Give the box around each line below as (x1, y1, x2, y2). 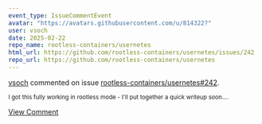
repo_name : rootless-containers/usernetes (8, 41, 151, 49)
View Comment (8, 107, 59, 116)
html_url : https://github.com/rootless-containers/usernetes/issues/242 (8, 48, 255, 56)
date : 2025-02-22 (8, 33, 66, 42)
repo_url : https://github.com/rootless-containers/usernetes (8, 56, 216, 64)
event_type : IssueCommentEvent (8, 11, 112, 20)
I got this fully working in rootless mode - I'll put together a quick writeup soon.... (8, 93, 229, 101)
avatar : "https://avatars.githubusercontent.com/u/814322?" (8, 19, 213, 27)
